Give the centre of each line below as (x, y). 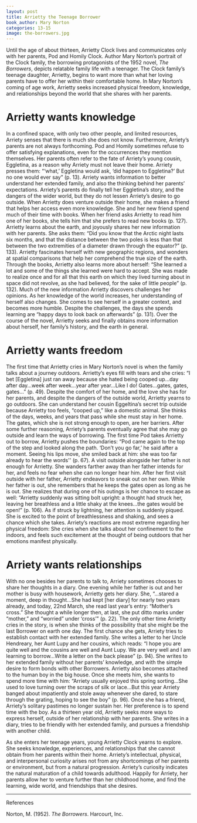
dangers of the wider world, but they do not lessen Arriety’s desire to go (93, 196)
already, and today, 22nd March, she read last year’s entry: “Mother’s (89, 606)
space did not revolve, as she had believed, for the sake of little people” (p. (96, 283)
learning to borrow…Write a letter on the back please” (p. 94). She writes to (97, 656)
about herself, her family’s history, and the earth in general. (77, 327)
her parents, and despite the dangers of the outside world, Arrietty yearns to (98, 398)
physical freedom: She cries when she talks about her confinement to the (95, 529)
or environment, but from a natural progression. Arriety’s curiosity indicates (97, 767)
